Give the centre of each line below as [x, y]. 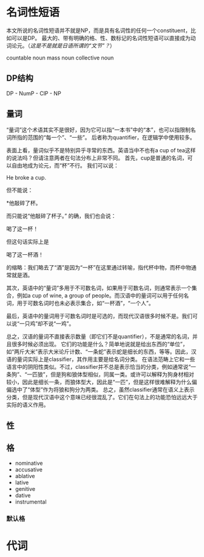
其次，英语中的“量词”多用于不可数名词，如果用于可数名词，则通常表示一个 [99, 288]
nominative [29, 463]
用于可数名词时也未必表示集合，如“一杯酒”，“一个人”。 [85, 303]
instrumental [31, 502]
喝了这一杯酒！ [25, 254]
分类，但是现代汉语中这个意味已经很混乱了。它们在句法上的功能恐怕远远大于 [102, 397]
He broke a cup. [26, 177]
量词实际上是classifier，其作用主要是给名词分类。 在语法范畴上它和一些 [106, 359]
